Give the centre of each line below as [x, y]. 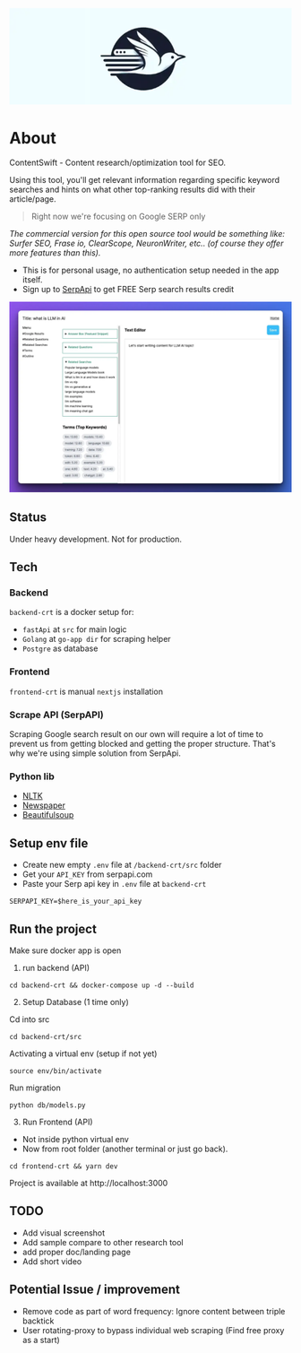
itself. [32, 280]
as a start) [41, 1340]
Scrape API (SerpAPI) [57, 715]
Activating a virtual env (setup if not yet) [83, 1054]
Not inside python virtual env [76, 1139]
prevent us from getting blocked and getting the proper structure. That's [142, 744]
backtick [38, 1321]
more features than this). [55, 253]
